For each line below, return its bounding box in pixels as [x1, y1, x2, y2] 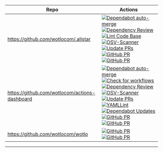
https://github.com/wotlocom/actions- [7, 90, 96, 96]
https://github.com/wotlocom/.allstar [7, 36, 91, 42]
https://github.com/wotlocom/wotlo [7, 131, 88, 137]
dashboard [7, 95, 33, 102]
